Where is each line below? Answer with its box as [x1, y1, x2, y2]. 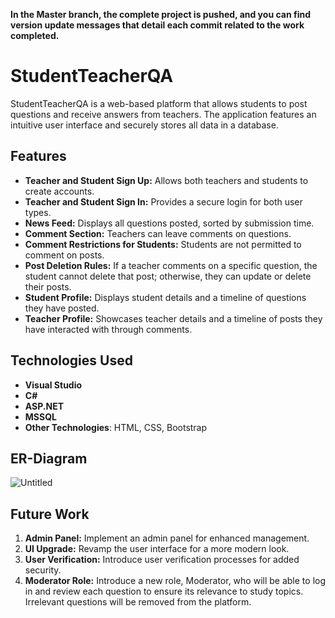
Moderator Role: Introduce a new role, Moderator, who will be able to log [24, 575, 326, 587]
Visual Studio [24, 379, 83, 391]
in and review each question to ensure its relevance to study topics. [24, 585, 304, 598]
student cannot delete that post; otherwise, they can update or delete [24, 270, 312, 282]
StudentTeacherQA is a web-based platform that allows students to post [10, 97, 308, 109]
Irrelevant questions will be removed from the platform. [24, 596, 252, 608]
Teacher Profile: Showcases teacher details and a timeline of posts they [24, 312, 323, 324]
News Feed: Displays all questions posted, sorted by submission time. [24, 217, 315, 229]
